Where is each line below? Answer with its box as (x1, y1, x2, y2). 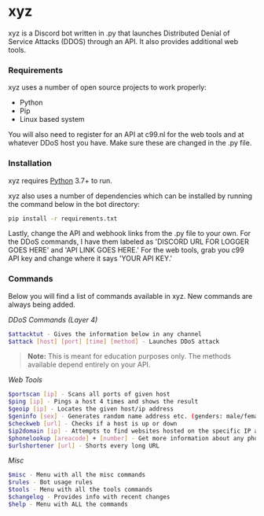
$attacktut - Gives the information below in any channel (8, 330, 202, 338)
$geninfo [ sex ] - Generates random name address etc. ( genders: (8, 412, 223, 421)
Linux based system (19, 115, 85, 124)
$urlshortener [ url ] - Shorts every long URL (8, 441, 159, 450)
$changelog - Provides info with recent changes (8, 493, 170, 501)
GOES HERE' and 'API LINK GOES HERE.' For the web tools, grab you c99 (8, 245, 245, 255)
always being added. (8, 300, 76, 309)
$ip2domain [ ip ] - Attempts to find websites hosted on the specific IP (8, 427, 251, 435)
